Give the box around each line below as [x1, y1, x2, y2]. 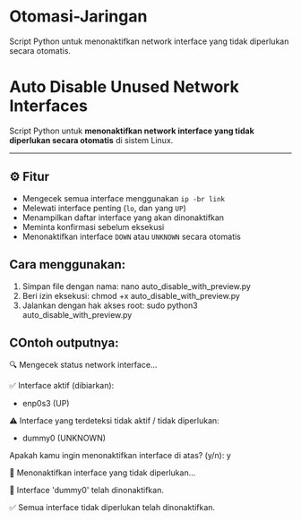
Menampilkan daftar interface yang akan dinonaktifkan [21, 212, 225, 223]
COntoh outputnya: [9, 335, 119, 350]
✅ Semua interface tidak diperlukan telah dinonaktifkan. [9, 502, 216, 513]
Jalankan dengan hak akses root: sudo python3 [21, 300, 199, 311]
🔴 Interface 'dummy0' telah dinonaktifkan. [9, 485, 164, 496]
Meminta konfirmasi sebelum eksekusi [21, 221, 165, 232]
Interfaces [9, 96, 88, 116]
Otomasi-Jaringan [9, 6, 148, 27]
